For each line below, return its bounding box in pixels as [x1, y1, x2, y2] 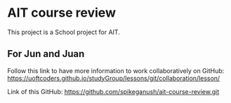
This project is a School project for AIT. [7, 28, 121, 36]
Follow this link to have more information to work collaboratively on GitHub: [7, 66, 225, 74]
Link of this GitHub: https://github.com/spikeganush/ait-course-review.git [7, 87, 220, 95]
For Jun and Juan [7, 48, 85, 60]
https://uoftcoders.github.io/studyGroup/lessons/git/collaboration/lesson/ [7, 74, 220, 82]
